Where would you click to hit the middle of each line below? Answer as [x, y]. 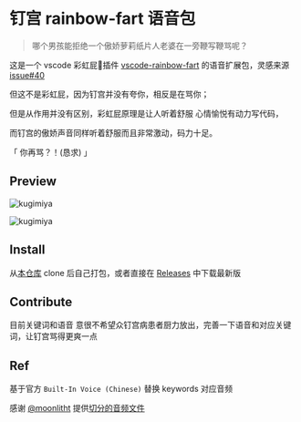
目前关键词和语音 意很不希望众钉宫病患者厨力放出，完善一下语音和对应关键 [150, 325]
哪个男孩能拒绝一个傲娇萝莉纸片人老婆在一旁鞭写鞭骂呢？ [140, 46]
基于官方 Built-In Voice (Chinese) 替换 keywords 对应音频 [121, 389]
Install [27, 250]
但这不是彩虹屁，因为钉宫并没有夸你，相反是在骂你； [109, 94]
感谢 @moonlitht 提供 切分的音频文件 [77, 408]
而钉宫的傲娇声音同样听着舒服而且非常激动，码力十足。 [113, 132]
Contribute [41, 302]
